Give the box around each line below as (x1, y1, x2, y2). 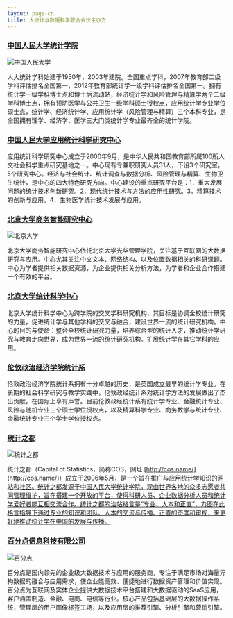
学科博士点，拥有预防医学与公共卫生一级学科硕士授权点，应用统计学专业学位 (7, 99, 226, 107)
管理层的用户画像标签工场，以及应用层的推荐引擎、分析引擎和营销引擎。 (19, 603, 226, 611)
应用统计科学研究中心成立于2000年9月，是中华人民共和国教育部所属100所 (7, 152, 219, 160)
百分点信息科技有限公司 (7, 536, 85, 546)
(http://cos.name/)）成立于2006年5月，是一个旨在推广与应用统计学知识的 (7, 474, 218, 483)
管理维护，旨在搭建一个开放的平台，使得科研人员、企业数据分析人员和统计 (12, 491, 226, 500)
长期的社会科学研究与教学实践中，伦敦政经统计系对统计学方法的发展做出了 (7, 388, 220, 396)
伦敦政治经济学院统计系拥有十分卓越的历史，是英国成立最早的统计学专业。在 (7, 379, 226, 387)
